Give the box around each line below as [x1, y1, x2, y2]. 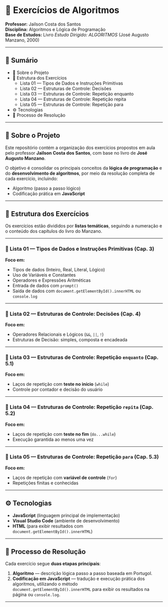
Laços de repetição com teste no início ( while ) [12, 381, 109, 387]
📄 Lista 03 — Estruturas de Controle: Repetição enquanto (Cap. [5, 354, 158, 361]
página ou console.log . [12, 591, 60, 597]
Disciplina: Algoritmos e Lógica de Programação [5, 26, 106, 32]
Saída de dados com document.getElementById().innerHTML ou [12, 288, 141, 294]
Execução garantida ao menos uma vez [12, 436, 94, 442]
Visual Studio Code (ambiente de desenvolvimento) [12, 517, 120, 523]
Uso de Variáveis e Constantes [12, 272, 76, 278]
